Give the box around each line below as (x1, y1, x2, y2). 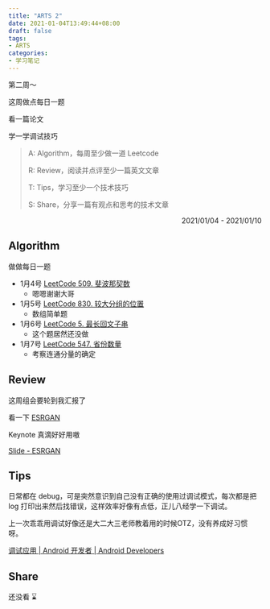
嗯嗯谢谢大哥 (31, 288, 75, 298)
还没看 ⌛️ (8, 592, 38, 602)
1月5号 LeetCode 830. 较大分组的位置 (19, 299, 145, 309)
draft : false (8, 27, 52, 35)
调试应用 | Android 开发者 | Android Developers (8, 545, 165, 556)
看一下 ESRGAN (8, 412, 60, 422)
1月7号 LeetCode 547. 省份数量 (19, 339, 122, 349)
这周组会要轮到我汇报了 (8, 396, 86, 405)
